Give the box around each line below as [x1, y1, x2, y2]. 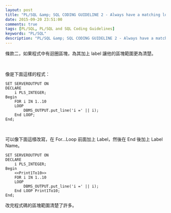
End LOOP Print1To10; [14, 188, 60, 193]
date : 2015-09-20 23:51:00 [5, 17, 63, 22]
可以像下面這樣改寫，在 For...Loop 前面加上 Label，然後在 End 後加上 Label [5, 136, 163, 142]
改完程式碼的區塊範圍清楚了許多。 [5, 202, 77, 208]
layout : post [5, 7, 33, 13]
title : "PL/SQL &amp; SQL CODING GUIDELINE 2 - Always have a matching [5, 12, 160, 17]
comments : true [5, 21, 38, 27]
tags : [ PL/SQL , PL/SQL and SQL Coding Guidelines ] [5, 26, 115, 32]
